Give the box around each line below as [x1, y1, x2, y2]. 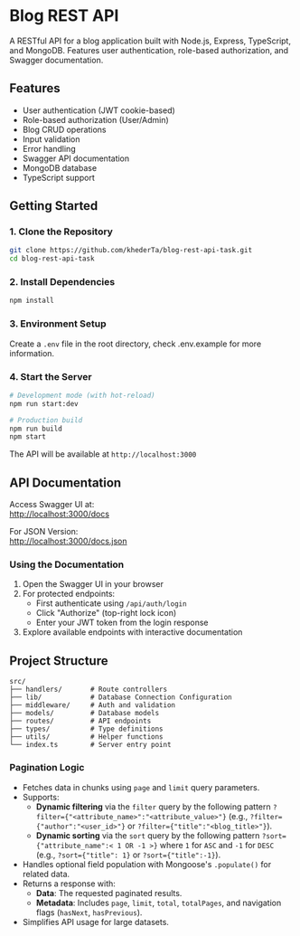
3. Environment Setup [9, 317, 107, 330]
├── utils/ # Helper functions [9, 733, 164, 742]
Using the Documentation [9, 558, 125, 571]
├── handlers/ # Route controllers [9, 685, 168, 695]
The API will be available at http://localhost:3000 [9, 449, 197, 459]
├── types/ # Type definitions [9, 724, 164, 733]
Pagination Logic [9, 761, 85, 774]
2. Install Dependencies [9, 276, 116, 288]
